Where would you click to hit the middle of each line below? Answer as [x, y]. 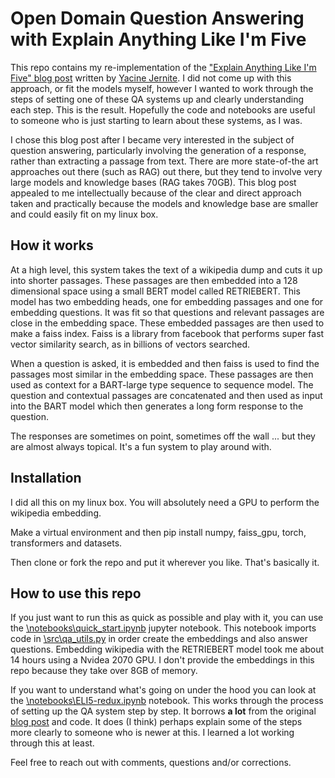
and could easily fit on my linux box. [84, 214]
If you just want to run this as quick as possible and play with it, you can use [167, 618]
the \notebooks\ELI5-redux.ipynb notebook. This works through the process [167, 701]
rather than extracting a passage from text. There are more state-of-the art [164, 161]
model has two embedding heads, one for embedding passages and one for [167, 301]
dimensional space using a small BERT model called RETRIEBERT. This [155, 291]
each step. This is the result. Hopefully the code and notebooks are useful [163, 109]
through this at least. [52, 743]
